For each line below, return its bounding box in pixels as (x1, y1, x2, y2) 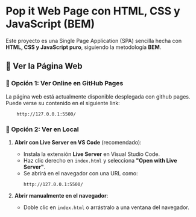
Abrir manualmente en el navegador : (14, 192, 109, 199)
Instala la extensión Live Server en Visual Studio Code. (23, 150, 160, 158)
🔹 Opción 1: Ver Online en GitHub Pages (5, 79, 124, 88)
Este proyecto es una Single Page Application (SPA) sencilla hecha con (5, 37, 182, 44)
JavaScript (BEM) (5, 17, 95, 31)
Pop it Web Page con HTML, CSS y (5, 4, 180, 18)
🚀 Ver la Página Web (5, 61, 83, 71)
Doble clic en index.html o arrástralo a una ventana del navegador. (23, 204, 189, 211)
